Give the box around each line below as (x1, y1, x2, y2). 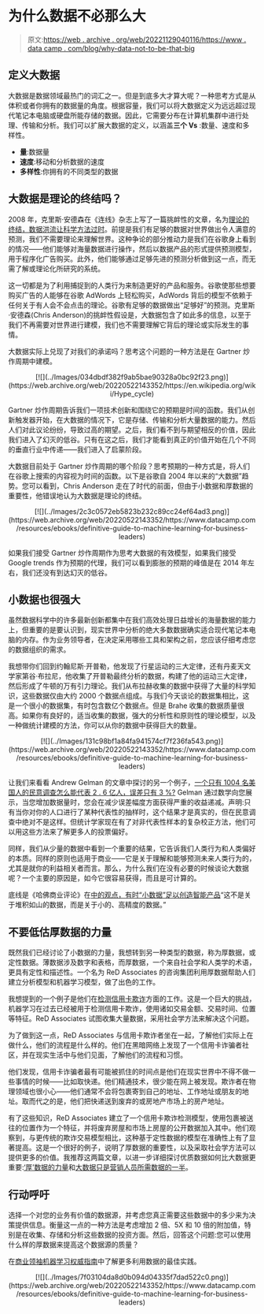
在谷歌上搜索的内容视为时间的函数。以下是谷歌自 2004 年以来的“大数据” (8, 471, 242, 481)
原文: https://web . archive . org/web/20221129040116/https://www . (27, 35, 247, 44)
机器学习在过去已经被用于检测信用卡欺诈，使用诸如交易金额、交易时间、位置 (8, 1004, 256, 1014)
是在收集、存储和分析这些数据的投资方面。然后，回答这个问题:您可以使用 (14, 1230, 251, 1239)
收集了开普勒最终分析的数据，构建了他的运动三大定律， (71, 672, 251, 681)
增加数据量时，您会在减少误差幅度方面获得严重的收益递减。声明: (35, 798, 245, 807)
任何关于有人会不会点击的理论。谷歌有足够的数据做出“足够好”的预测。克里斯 (8, 300, 255, 310)
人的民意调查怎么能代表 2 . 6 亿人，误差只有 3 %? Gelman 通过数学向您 (14, 787, 246, 797)
